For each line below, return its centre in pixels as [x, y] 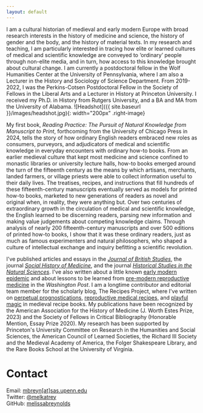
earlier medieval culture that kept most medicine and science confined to [98, 157]
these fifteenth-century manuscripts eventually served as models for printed [102, 189]
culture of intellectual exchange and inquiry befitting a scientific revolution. [100, 247]
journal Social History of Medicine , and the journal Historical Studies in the [99, 265]
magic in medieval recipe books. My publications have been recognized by [100, 304]
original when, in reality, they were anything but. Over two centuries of [94, 202]
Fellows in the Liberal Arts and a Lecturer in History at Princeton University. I [101, 93]
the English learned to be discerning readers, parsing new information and [99, 215]
